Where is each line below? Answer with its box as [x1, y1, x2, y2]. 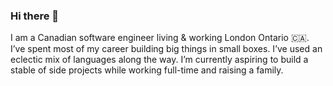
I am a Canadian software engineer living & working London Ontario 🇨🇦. [10, 32, 310, 44]
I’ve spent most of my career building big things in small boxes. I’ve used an [10, 43, 323, 55]
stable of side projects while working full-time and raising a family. [10, 64, 284, 76]
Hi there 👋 [10, 9, 60, 23]
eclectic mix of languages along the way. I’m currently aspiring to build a [10, 54, 309, 66]
